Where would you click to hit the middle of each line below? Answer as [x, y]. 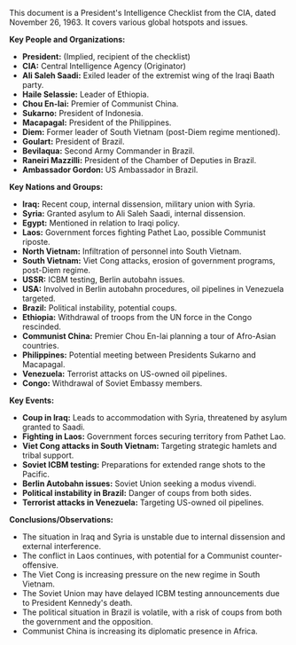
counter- [266, 555]
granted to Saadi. [54, 427]
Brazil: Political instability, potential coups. [99, 308]
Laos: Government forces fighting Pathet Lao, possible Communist [144, 232]
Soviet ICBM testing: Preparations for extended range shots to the [144, 464]
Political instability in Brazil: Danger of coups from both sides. [137, 493]
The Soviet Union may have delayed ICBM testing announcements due [151, 593]
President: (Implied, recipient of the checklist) [106, 56]
